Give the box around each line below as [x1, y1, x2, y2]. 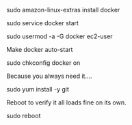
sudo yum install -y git [6, 85, 70, 93]
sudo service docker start [6, 19, 79, 27]
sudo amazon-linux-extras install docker [6, 6, 120, 14]
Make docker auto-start [6, 46, 73, 53]
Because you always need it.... [6, 72, 93, 80]
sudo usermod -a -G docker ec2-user [6, 32, 114, 40]
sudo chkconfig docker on [6, 59, 81, 67]
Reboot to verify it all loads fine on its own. [6, 98, 127, 107]
